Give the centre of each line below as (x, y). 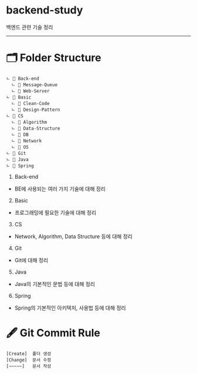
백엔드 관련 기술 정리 (30, 27)
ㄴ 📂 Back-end (23, 79)
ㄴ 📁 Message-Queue (34, 85)
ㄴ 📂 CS (15, 116)
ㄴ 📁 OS (20, 147)
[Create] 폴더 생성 (29, 353)
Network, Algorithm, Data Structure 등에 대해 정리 (74, 236)
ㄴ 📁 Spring (20, 166)
